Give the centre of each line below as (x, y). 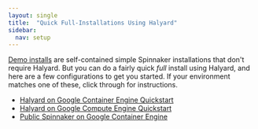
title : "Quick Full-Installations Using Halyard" (93, 23)
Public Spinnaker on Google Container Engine (93, 117)
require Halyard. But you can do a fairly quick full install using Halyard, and (129, 68)
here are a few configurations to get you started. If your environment (119, 76)
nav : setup (33, 37)
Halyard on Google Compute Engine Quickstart (95, 109)
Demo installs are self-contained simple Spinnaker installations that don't (126, 60)
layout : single (33, 15)
